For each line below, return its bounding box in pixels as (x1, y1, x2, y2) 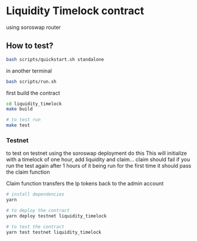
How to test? (6, 41, 54, 51)
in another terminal (6, 67, 52, 74)
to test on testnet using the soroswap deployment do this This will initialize (6, 149, 187, 157)
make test (6, 122, 31, 128)
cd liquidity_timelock (6, 100, 62, 107)
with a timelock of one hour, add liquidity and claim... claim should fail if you (6, 156, 191, 163)
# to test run (6, 117, 41, 123)
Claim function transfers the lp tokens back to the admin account (6, 180, 164, 187)
